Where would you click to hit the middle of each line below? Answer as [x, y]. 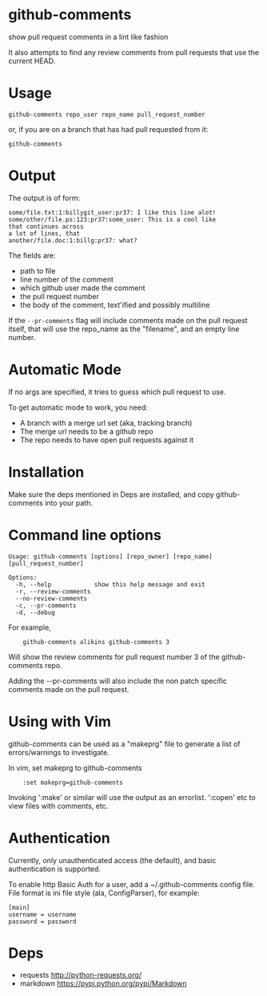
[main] [19, 907]
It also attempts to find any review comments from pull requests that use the [134, 52]
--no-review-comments [52, 598]
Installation [46, 472]
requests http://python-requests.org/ [81, 975]
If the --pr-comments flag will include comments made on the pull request [128, 320]
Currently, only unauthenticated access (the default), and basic [112, 860]
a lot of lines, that [44, 234]
